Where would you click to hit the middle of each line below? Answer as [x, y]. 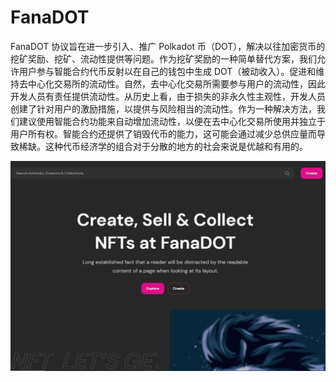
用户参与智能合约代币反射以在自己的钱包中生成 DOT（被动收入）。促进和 [167, 71]
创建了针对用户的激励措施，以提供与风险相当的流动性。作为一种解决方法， [163, 108]
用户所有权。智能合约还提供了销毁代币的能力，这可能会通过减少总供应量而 [163, 133]
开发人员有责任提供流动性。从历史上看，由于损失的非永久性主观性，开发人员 [168, 96]
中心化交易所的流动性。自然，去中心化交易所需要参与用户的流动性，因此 [176, 83]
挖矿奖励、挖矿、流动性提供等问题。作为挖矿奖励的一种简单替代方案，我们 [163, 58]
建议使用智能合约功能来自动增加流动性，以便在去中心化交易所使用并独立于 [172, 121]
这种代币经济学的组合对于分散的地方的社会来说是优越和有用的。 [176, 146]
